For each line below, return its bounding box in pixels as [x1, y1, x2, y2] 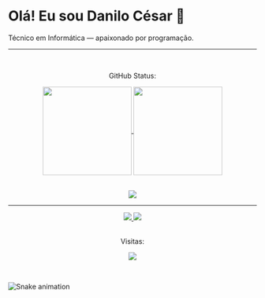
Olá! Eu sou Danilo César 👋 [8, 7, 185, 25]
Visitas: [121, 236, 144, 246]
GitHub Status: [109, 71, 156, 80]
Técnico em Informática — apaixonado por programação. [8, 33, 195, 42]
